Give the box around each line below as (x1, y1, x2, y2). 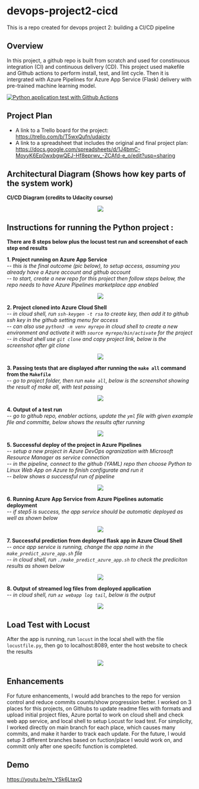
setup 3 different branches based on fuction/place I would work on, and (7, 736, 183, 743)
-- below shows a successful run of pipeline (7, 473, 115, 480)
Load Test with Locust (7, 620, 90, 630)
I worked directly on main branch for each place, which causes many (7, 724, 176, 731)
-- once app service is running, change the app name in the (7, 544, 154, 551)
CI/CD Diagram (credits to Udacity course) (7, 194, 113, 201)
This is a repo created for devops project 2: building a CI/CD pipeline (7, 24, 175, 31)
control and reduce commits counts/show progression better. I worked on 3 (7, 698, 192, 705)
